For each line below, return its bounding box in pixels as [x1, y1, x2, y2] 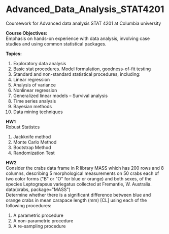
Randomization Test [13, 150, 55, 156]
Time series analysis [13, 98, 56, 104]
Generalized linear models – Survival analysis [13, 92, 108, 99]
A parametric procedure [13, 212, 64, 218]
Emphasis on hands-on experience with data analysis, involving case [6, 35, 150, 41]
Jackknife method [13, 133, 51, 139]
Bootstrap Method [13, 144, 51, 150]
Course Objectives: [6, 30, 48, 36]
